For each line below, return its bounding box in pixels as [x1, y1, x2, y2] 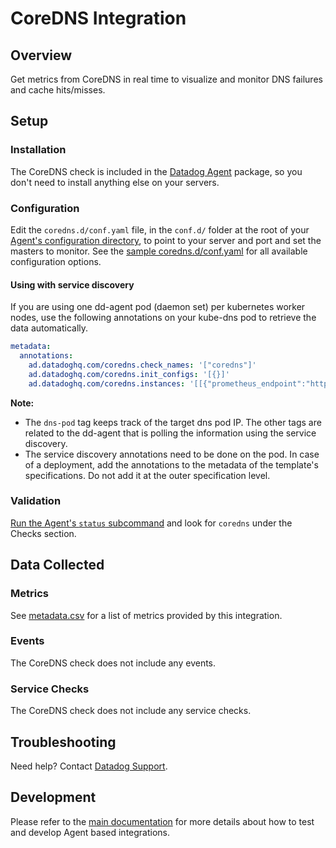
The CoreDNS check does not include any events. [10, 657, 217, 669]
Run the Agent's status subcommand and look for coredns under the [10, 517, 293, 529]
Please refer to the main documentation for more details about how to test [10, 815, 315, 827]
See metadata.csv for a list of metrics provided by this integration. [10, 609, 283, 621]
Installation [10, 143, 67, 157]
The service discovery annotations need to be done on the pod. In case [24, 448, 320, 460]
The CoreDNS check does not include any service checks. [10, 705, 252, 717]
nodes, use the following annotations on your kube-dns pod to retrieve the [10, 312, 317, 324]
